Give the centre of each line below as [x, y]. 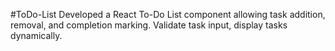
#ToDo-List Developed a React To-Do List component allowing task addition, [168, 14]
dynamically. [36, 35]
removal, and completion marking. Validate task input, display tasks [149, 25]
